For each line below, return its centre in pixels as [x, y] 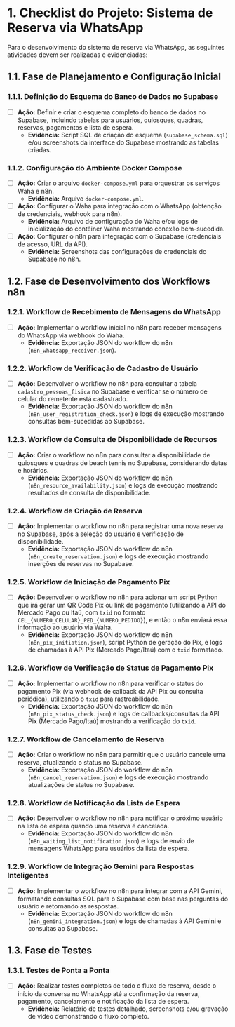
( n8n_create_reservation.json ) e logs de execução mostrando [118, 556]
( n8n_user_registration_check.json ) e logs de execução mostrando [126, 414]
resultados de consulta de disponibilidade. [89, 492]
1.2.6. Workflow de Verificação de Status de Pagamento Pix [110, 668]
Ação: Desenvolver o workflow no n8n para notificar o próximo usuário [120, 818]
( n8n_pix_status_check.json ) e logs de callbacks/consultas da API [123, 713]
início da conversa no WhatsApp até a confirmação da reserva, [108, 993]
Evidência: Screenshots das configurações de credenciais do [117, 252]
